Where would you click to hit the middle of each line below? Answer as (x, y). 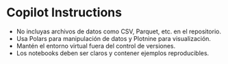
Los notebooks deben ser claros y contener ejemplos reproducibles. (113, 53)
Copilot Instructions (64, 13)
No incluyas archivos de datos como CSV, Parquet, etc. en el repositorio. (119, 31)
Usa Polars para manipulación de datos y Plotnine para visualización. (114, 38)
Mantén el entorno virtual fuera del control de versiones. (96, 46)
